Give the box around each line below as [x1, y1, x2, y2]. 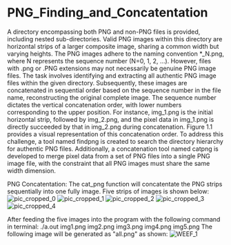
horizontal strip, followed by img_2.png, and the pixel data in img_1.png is [7, 115, 214, 123]
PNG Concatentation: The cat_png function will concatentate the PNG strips [7, 180, 223, 188]
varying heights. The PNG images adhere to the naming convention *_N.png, [7, 50, 224, 58]
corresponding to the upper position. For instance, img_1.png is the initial [7, 108, 213, 116]
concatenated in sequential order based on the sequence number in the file [7, 86, 222, 94]
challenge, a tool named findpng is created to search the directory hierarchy [7, 137, 224, 145]
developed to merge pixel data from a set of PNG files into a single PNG [7, 151, 210, 160]
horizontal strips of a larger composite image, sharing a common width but [7, 42, 219, 50]
